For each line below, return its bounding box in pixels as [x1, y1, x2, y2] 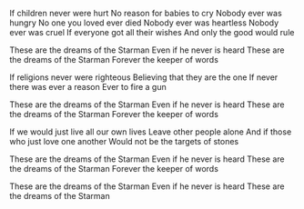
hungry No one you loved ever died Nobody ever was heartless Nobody [9, 17, 279, 28]
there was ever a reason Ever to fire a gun [9, 82, 167, 92]
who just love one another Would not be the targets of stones [9, 136, 239, 146]
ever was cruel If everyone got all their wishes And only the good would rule [9, 27, 295, 37]
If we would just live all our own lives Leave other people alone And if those [9, 126, 292, 137]
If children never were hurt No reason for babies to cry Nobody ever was [9, 8, 282, 18]
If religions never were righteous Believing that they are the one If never [9, 72, 279, 83]
